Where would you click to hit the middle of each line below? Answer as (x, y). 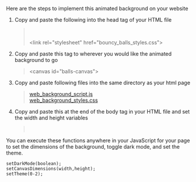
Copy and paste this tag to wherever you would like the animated (93, 54)
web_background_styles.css (63, 100)
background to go (36, 60)
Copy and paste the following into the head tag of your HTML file (93, 20)
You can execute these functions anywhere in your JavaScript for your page (98, 140)
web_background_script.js (61, 94)
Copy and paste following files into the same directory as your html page (102, 83)
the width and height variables (51, 118)
